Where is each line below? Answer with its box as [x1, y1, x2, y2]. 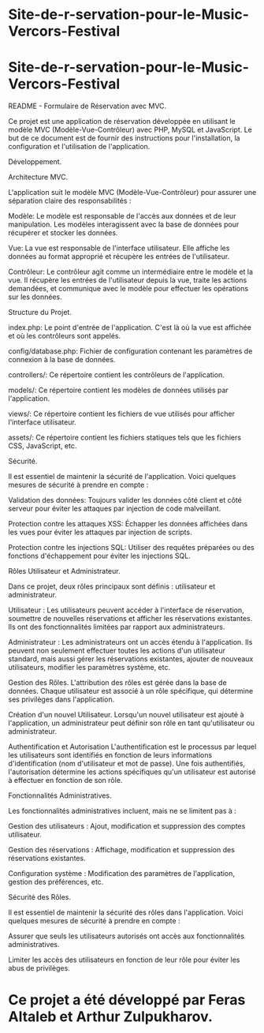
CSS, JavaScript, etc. [8, 441, 77, 451]
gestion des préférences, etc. [8, 878, 104, 887]
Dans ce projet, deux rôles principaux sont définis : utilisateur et [8, 582, 216, 591]
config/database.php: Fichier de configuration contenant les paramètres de [8, 346, 253, 356]
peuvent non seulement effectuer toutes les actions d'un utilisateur [8, 646, 226, 656]
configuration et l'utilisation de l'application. [8, 142, 151, 152]
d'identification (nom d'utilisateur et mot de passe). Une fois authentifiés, [8, 759, 246, 769]
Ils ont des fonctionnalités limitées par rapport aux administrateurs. [8, 622, 225, 632]
